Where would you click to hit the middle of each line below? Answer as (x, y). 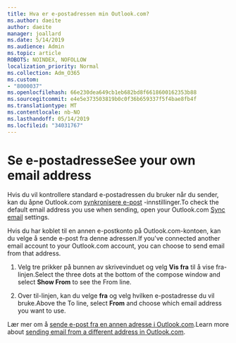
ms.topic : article (34, 54)
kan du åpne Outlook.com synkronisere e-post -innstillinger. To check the (113, 203)
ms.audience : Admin (36, 47)
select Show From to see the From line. (74, 282)
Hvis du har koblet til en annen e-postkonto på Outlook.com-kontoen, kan (114, 231)
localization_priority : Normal (53, 66)
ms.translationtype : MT (42, 106)
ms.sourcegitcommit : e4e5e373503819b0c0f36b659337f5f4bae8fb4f (102, 100)
